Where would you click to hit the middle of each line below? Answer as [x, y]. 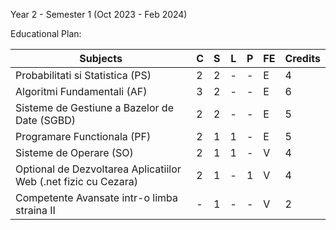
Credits [302, 58]
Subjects [101, 58]
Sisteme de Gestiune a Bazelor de [94, 107]
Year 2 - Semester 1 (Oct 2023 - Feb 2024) [99, 14]
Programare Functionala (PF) [83, 136]
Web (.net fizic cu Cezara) [76, 181]
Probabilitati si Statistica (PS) [83, 75]
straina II [35, 210]
